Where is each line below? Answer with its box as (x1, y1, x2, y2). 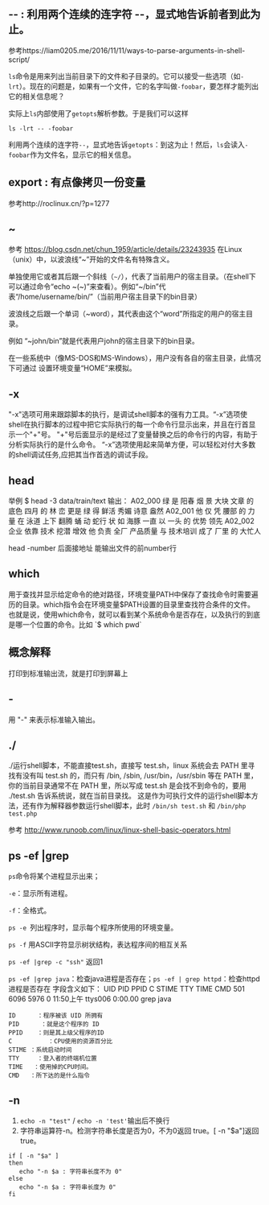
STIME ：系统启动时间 (8, 1046, 72, 1054)
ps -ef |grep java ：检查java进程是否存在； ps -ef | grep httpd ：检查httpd (8, 974, 261, 984)
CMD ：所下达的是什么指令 (8, 1071, 90, 1080)
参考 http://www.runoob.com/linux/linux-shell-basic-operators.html (8, 825, 231, 835)
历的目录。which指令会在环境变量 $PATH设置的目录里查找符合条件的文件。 (8, 599, 255, 609)
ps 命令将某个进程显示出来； (8, 872, 100, 881)
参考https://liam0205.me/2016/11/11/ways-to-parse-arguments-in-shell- (8, 45, 246, 55)
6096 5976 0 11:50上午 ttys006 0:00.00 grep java (8, 994, 172, 1004)
